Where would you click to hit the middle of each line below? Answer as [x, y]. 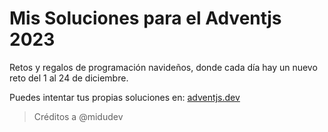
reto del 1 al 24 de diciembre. [69, 78]
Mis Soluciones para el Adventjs [145, 18]
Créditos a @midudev [78, 116]
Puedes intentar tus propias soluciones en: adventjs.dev [125, 97]
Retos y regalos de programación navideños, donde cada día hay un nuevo [163, 67]
